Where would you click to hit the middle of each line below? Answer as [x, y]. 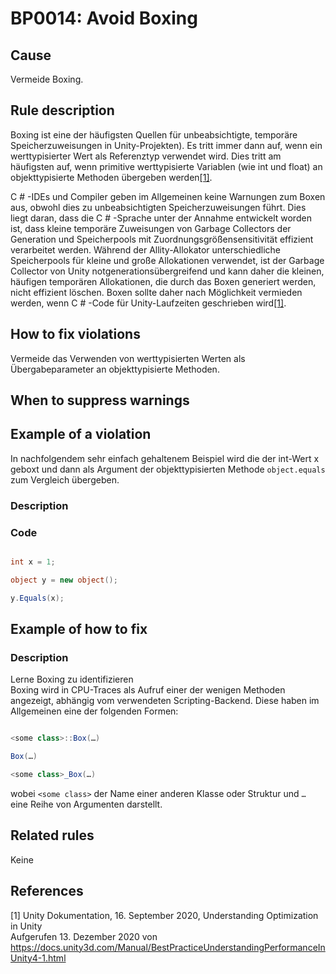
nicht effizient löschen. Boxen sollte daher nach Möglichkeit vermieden [156, 292]
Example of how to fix [79, 629]
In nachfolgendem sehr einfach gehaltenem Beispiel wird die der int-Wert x [165, 458]
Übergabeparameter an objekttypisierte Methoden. [115, 369]
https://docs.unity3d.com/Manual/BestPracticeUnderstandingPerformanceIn [168, 947]
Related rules [52, 835]
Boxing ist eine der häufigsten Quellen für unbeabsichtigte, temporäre [154, 134]
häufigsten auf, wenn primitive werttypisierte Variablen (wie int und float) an [166, 166]
